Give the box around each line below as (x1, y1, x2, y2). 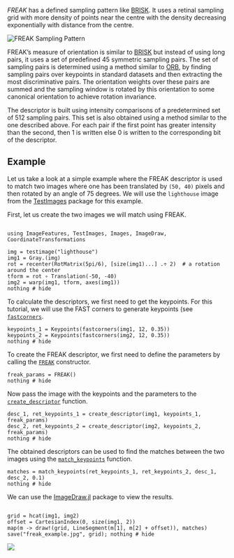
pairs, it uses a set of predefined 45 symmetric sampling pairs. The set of (7, 55, 219, 64)
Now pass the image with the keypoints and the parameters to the (7, 389, 197, 398)
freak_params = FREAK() (7, 371, 77, 378)
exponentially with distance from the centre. (7, 21, 134, 29)
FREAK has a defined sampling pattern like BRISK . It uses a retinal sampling (7, 6, 224, 14)
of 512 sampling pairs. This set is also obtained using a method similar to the (7, 113, 227, 122)
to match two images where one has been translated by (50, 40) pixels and (7, 182, 225, 190)
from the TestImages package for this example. (7, 196, 143, 205)
